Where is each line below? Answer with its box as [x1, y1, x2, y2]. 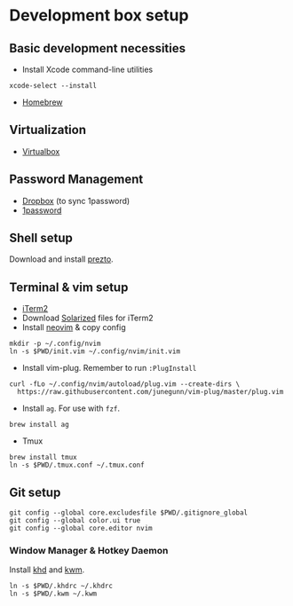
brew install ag [9, 421, 69, 429]
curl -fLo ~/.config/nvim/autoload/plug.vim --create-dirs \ [9, 380, 241, 389]
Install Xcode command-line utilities [21, 64, 154, 75]
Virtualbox [21, 146, 60, 156]
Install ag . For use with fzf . [21, 403, 121, 413]
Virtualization [9, 122, 87, 138]
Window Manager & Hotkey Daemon [9, 544, 169, 556]
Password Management [9, 172, 144, 187]
